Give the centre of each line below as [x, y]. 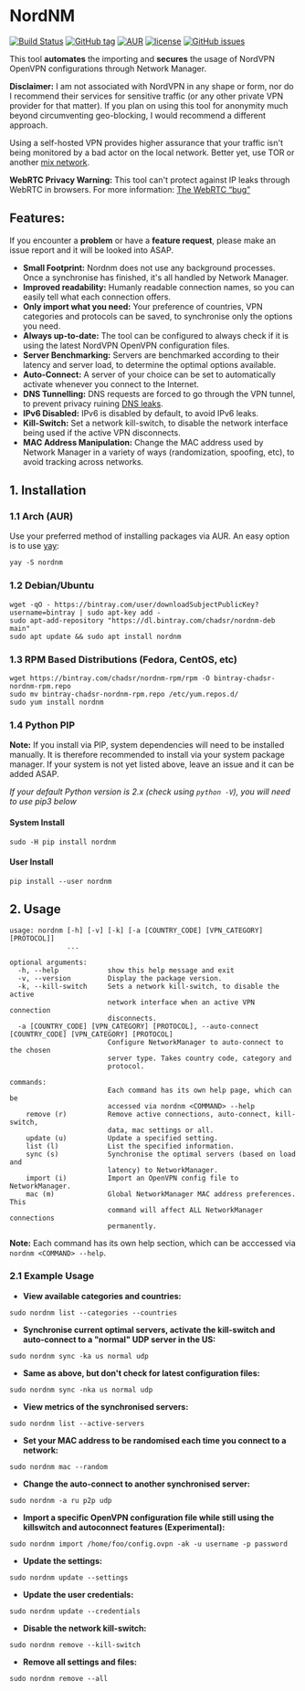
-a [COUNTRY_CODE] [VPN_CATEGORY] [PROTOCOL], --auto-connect [138, 1026]
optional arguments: [49, 962]
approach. [29, 125]
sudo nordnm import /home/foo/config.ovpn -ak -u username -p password [148, 1544]
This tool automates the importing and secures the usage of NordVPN [142, 58]
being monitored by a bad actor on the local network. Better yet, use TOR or [152, 152]
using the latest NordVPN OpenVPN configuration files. [126, 345]
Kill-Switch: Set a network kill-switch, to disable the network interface [155, 423]
